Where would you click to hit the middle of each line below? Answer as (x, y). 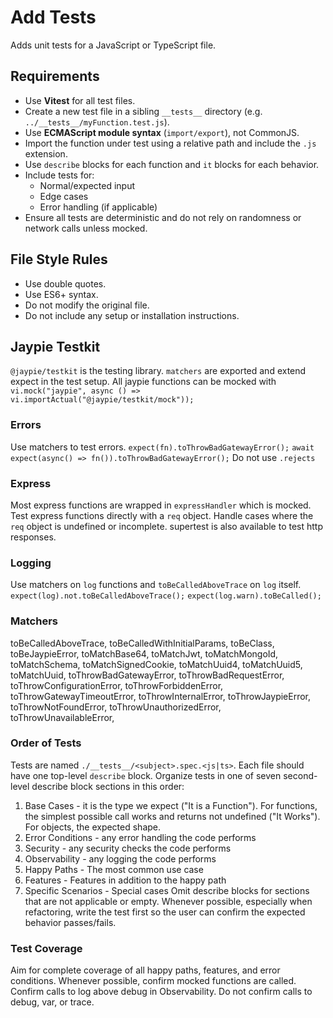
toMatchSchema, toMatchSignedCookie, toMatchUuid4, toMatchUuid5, (156, 664)
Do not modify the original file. (87, 305)
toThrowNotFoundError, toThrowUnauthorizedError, (116, 707)
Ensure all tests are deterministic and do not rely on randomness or (163, 217)
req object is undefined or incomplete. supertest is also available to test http (167, 526)
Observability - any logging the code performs (120, 858)
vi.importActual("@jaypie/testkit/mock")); (102, 400)
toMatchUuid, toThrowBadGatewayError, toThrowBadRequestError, (147, 675)
